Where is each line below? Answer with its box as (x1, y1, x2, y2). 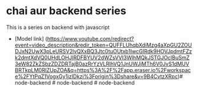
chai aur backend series (6, 4, 126, 18)
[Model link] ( (14, 35, 47, 42)
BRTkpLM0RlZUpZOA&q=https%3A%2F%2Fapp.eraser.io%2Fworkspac (14, 66, 191, 73)
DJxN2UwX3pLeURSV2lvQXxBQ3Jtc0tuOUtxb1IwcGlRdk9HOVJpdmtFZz (14, 47, 192, 54)
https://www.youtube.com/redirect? (47, 35, 134, 42)
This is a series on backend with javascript (6, 24, 110, 31)
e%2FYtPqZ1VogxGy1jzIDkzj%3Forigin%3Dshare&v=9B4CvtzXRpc (14, 73, 178, 80)
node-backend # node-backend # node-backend (14, 79, 135, 86)
